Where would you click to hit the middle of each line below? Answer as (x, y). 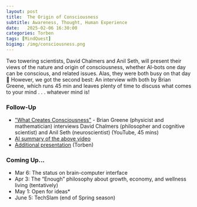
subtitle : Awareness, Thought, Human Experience (67, 22)
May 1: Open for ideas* (42, 192)
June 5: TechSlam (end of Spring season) (65, 198)
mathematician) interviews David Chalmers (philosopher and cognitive (100, 126)
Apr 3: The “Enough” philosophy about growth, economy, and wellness (100, 179)
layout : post (22, 11)
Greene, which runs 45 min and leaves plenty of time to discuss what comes (99, 86)
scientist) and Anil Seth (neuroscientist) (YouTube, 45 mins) (86, 133)
